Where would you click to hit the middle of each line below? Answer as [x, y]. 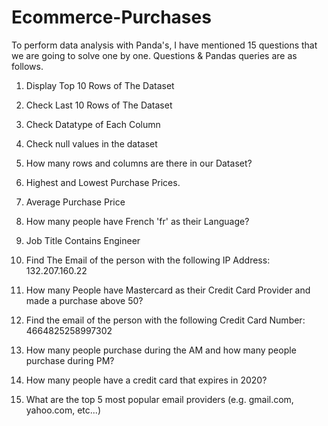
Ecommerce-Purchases [111, 17]
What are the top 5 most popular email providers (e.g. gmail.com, [159, 399]
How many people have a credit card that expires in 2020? [146, 380]
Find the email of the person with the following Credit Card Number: [165, 320]
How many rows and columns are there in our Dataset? [139, 163]
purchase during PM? [70, 360]
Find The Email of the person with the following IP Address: [148, 260]
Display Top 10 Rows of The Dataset [100, 85]
